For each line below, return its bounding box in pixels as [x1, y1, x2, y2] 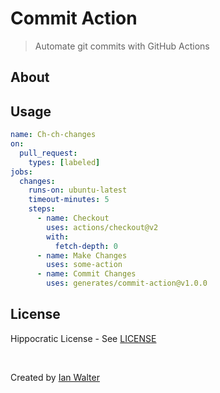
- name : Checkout [36, 213, 110, 224]
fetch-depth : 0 [54, 241, 118, 251]
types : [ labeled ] [28, 157, 101, 167]
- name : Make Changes [36, 250, 128, 261]
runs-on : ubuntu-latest [28, 185, 128, 196]
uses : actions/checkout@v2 [46, 222, 159, 232]
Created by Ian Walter [10, 371, 100, 383]
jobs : [10, 167, 33, 177]
